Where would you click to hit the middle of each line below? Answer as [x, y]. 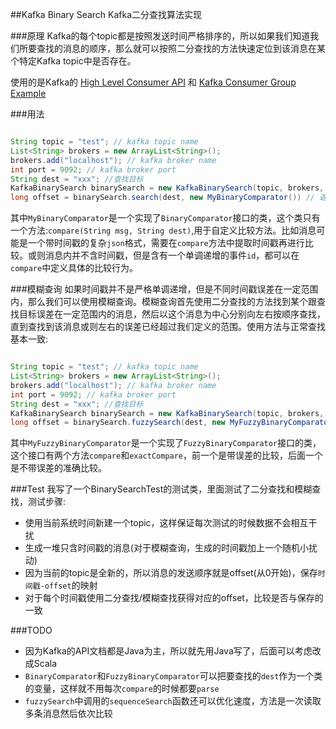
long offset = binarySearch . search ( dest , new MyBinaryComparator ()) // [162, 198]
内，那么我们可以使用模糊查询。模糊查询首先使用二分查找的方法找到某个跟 [163, 302]
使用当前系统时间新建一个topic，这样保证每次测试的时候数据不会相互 [166, 523]
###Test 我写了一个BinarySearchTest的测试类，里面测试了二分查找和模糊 [161, 489]
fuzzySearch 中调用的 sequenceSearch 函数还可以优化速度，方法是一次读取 [173, 701]
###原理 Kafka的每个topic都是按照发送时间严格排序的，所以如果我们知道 [160, 36]
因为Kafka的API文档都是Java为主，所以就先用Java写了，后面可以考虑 [168, 651]
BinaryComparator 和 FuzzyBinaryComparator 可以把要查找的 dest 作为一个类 [173, 676]
